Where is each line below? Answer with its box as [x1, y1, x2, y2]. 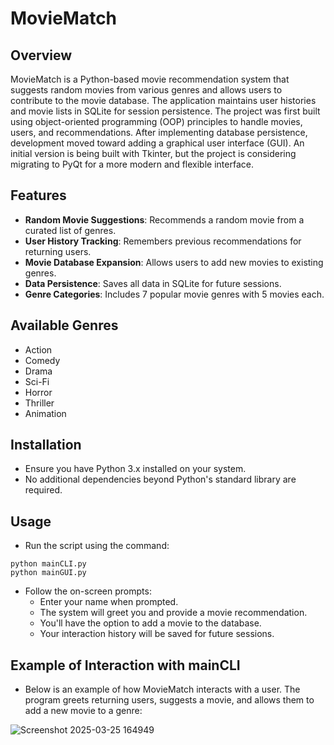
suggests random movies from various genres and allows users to [10, 84, 283, 96]
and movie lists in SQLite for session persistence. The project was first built [10, 105, 321, 117]
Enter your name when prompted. [39, 596, 179, 608]
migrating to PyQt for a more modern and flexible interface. [10, 158, 254, 170]
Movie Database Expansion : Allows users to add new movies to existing [24, 256, 324, 268]
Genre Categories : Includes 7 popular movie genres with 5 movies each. [24, 288, 325, 300]
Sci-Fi [24, 375, 50, 387]
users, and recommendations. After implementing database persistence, [10, 127, 308, 138]
